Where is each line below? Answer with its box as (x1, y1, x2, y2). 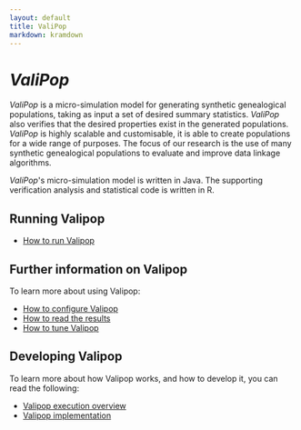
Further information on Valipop (9, 261, 188, 277)
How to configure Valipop (22, 303, 118, 314)
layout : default (9, 13, 71, 23)
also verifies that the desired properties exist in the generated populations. (9, 119, 289, 130)
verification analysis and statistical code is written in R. (9, 185, 216, 195)
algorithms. (9, 157, 52, 168)
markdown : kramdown (9, 30, 84, 39)
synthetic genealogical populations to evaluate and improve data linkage (9, 147, 281, 159)
